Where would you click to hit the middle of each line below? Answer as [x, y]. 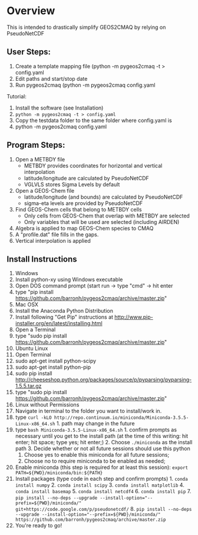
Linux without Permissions [47, 405]
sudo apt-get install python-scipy [56, 361]
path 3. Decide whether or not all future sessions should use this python [103, 448]
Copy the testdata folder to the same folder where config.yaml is [94, 120]
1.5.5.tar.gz [28, 386]
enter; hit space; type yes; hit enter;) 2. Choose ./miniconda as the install [104, 442]
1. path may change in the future [95, 424]
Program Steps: [36, 145]
